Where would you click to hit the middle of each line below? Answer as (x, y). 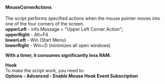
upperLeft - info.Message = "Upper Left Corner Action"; (64, 29)
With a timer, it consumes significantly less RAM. (58, 55)
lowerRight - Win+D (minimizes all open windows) (58, 45)
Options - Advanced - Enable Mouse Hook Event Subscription (72, 76)
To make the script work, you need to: (45, 71)
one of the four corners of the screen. (45, 24)
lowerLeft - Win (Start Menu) (36, 40)
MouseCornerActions (28, 7)
